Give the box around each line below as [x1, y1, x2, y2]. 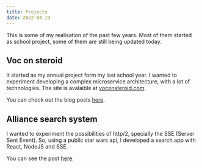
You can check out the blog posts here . [6, 96, 106, 103]
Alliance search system [6, 114, 98, 124]
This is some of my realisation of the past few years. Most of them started [6, 31, 192, 38]
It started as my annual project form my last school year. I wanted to [6, 71, 178, 79]
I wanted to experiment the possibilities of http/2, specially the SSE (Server [6, 130, 195, 138]
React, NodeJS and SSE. [6, 143, 68, 150]
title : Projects [6, 9, 48, 15]
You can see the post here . [6, 155, 74, 162]
